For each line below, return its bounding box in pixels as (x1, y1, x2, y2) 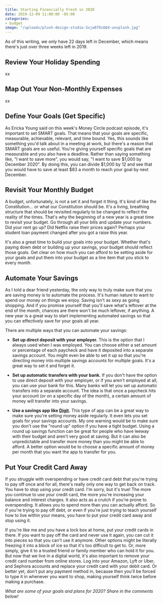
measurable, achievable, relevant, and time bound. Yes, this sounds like (5, 135, 148, 141)
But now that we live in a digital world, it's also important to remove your (5, 553, 150, 559)
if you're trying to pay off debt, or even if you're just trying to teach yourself (5, 507, 157, 513)
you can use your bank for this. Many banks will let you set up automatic (12, 383, 157, 389)
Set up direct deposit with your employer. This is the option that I (12, 337, 145, 343)
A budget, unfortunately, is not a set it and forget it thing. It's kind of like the (5, 198, 157, 205)
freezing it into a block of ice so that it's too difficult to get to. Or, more (5, 543, 146, 548)
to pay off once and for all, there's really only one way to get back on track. (5, 481, 156, 487)
